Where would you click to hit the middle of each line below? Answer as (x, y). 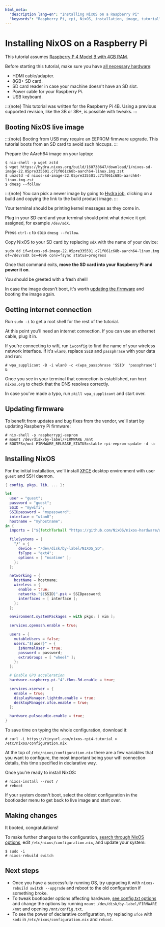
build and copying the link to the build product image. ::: (61, 199)
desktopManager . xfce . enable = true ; (52, 702)
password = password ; (40, 653)
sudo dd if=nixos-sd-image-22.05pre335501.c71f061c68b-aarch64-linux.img (82, 251)
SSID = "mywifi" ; (27, 508)
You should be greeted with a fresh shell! (47, 279)
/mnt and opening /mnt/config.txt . (48, 909)
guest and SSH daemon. (29, 476)
